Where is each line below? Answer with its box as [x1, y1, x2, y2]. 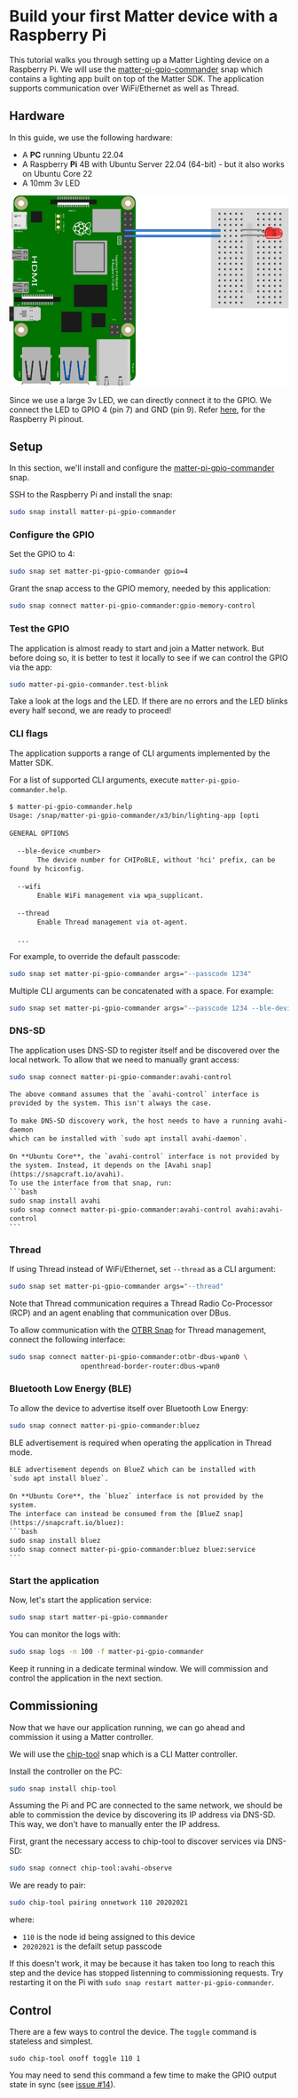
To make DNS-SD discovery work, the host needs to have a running [9, 1117, 260, 1125]
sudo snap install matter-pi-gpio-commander [9, 508, 176, 517]
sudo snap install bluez [9, 1536, 101, 1545]
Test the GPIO [9, 623, 70, 635]
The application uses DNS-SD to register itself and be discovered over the [9, 1045, 280, 1055]
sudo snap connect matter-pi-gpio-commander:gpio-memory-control [9, 601, 255, 610]
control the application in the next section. [9, 1673, 163, 1683]
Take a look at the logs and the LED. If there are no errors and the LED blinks [9, 695, 288, 707]
